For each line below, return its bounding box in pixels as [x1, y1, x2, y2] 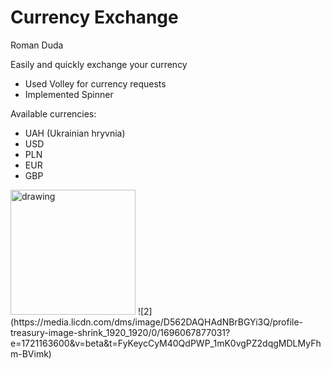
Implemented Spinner [24, 88, 114, 100]
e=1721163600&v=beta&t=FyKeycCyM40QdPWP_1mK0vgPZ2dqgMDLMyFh [10, 337, 322, 349]
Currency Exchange [10, 6, 179, 29]
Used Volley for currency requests [24, 77, 167, 90]
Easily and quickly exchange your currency [10, 58, 188, 70]
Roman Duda [10, 39, 64, 51]
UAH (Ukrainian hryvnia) [24, 127, 126, 139]
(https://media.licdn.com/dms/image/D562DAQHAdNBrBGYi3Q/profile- [10, 316, 304, 328]
